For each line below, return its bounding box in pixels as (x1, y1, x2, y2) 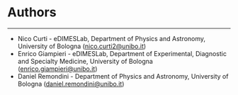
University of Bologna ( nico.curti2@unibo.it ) (17, 42, 147, 50)
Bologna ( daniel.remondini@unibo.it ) (17, 79, 125, 88)
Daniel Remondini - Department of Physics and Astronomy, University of (17, 72, 229, 80)
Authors (7, 4, 57, 21)
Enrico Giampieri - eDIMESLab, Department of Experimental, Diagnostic (17, 49, 227, 57)
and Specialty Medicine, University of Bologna (17, 57, 154, 65)
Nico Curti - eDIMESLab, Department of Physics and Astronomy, (17, 34, 206, 43)
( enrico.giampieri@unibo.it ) (17, 65, 98, 73)
